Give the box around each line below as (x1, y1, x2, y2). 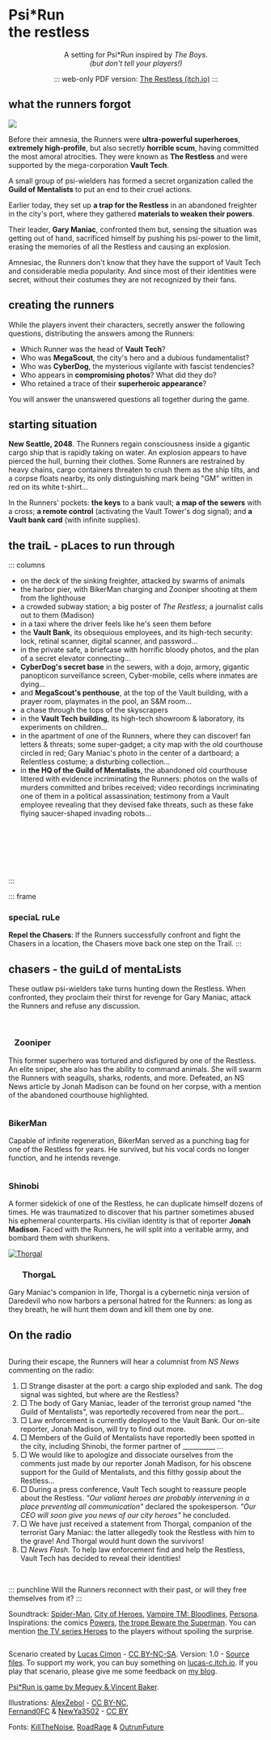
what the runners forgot (8, 97, 132, 111)
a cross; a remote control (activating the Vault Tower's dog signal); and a (8, 507, 252, 516)
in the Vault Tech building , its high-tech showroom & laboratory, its (19, 714, 245, 723)
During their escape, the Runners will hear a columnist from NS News (8, 1356, 239, 1367)
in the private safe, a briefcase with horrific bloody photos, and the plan (19, 645, 260, 654)
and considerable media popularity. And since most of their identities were (8, 266, 256, 276)
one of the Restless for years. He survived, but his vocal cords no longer (8, 1144, 250, 1154)
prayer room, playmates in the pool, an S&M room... (19, 696, 192, 706)
